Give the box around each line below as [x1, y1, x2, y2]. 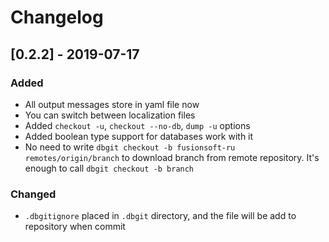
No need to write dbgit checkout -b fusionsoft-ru [24, 141, 236, 153]
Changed [10, 187, 57, 201]
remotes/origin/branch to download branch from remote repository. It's [24, 151, 320, 163]
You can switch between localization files [24, 109, 196, 121]
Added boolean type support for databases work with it [24, 130, 254, 142]
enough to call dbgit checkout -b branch [24, 162, 195, 174]
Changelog [10, 6, 104, 29]
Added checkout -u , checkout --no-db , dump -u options [24, 119, 251, 131]
